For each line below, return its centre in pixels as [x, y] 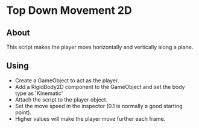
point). [23, 112]
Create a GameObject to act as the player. [67, 80]
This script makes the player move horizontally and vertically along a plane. [100, 47]
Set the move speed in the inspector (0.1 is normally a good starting [99, 106]
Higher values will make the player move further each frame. [90, 118]
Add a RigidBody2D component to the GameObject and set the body [100, 87]
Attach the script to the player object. [61, 99]
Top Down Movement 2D [69, 11]
